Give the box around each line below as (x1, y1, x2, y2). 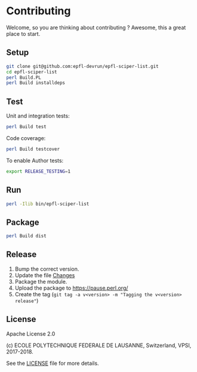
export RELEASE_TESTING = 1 (6, 168, 70, 174)
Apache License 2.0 (6, 330, 56, 337)
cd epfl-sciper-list (6, 69, 58, 75)
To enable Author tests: (6, 157, 64, 164)
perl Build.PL (6, 75, 42, 80)
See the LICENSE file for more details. (6, 359, 100, 367)
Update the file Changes (14, 271, 75, 278)
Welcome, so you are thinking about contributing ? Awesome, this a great (6, 24, 186, 31)
